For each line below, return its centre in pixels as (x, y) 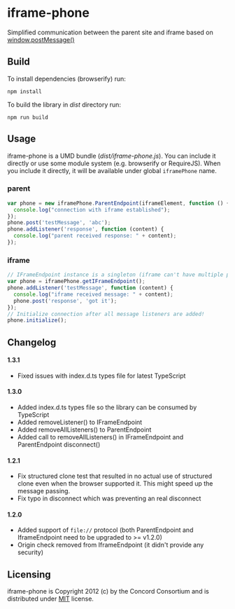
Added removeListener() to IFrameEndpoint (80, 423)
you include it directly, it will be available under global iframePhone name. (112, 170)
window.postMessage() (41, 39)
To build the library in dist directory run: (64, 104)
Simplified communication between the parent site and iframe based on (110, 32)
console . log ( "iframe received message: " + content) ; (93, 294)
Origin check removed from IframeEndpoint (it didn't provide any (111, 545)
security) (30, 552)
